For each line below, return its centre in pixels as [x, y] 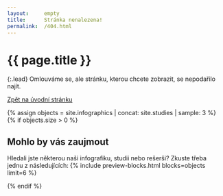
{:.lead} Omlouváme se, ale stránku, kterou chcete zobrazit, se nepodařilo [111, 79]
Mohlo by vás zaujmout [58, 142]
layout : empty [33, 13]
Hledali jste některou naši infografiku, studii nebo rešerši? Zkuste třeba [107, 158]
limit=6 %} [22, 173]
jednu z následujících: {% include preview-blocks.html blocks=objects [106, 166]
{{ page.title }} [49, 60]
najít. [14, 86]
